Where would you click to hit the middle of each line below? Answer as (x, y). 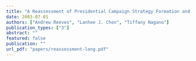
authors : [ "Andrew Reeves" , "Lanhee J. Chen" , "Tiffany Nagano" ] (87, 22)
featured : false (26, 38)
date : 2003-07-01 (27, 17)
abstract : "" (22, 33)
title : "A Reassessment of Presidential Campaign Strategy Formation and (98, 11)
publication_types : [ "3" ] (38, 28)
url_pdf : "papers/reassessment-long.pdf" (58, 49)
